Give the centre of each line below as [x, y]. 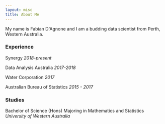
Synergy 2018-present [28, 57]
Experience [19, 47]
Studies [15, 99]
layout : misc [19, 10]
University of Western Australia [38, 116]
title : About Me [22, 14]
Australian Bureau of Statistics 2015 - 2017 [49, 87]
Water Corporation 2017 [30, 77]
